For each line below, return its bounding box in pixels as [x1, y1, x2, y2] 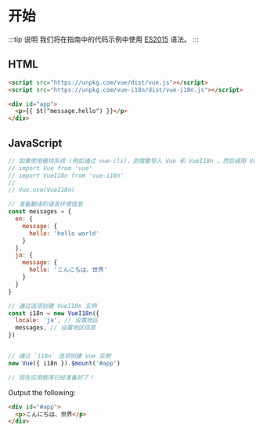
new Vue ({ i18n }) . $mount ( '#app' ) [8, 359, 121, 367]
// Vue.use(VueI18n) [8, 186, 76, 194]
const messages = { [8, 208, 72, 216]
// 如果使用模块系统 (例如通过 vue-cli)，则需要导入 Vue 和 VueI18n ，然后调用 [8, 157, 247, 165]
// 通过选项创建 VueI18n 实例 [8, 302, 98, 310]
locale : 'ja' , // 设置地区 [15, 317, 99, 325]
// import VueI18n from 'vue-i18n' [8, 172, 124, 180]
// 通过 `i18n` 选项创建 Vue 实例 [8, 352, 111, 361]
